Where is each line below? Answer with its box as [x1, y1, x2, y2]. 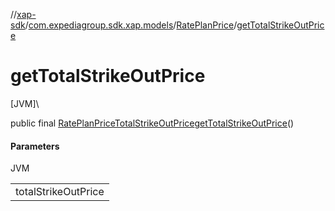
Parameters [10, 140, 60, 152]
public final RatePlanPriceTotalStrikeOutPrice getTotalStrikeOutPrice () [10, 117, 295, 129]
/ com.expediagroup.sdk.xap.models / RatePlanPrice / [24, 19, 238, 31]
